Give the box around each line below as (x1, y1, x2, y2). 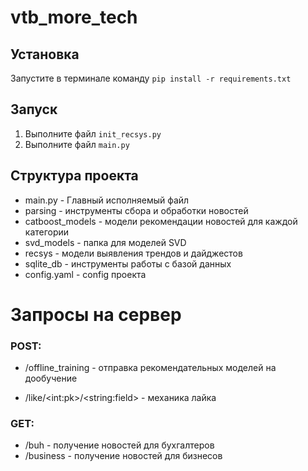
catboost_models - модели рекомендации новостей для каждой (24, 215, 298, 227)
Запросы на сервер (10, 303, 182, 326)
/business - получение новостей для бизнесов (24, 450, 223, 462)
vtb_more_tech (10, 6, 138, 29)
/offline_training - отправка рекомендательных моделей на (24, 362, 277, 374)
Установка (10, 46, 80, 63)
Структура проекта (10, 167, 139, 185)
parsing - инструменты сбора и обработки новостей (24, 204, 249, 216)
